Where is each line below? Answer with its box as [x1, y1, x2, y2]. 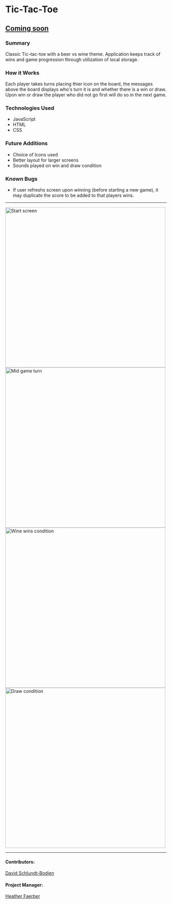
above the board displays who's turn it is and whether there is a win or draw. [5, 86, 166, 93]
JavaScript [12, 116, 36, 122]
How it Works [5, 69, 39, 76]
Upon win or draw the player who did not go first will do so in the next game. [5, 92, 167, 98]
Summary [5, 39, 31, 47]
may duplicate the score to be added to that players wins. [12, 192, 134, 198]
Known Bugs [5, 175, 38, 182]
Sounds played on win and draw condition [12, 162, 102, 169]
